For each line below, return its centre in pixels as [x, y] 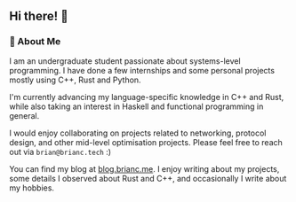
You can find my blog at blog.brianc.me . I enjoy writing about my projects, [144, 168]
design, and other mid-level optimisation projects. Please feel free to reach [146, 142]
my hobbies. [32, 188]
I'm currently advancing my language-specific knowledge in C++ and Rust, [147, 97]
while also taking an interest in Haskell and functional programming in [136, 106]
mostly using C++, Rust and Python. [75, 80]
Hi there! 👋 [39, 16]
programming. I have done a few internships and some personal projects [142, 70]
